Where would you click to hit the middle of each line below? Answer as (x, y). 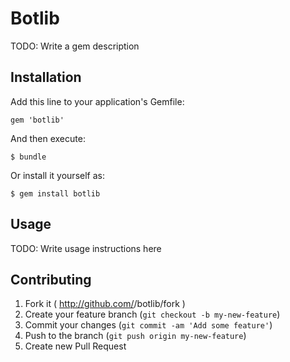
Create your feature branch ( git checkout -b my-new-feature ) (152, 314)
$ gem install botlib (55, 193)
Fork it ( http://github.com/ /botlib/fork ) (105, 304)
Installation (46, 77)
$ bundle (28, 157)
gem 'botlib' (37, 120)
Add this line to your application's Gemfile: (97, 101)
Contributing (51, 279)
